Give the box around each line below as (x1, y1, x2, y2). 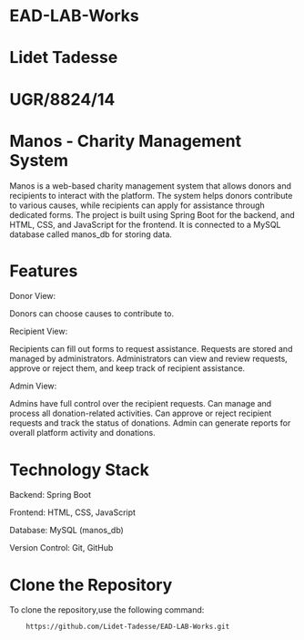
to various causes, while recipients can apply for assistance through (9, 200, 266, 211)
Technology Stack (9, 459, 150, 480)
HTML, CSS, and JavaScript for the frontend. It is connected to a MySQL (9, 219, 281, 230)
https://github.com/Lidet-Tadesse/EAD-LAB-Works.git (25, 622, 230, 632)
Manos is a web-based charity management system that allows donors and (9, 180, 292, 191)
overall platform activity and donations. (9, 428, 157, 439)
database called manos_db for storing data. (9, 229, 173, 240)
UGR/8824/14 (9, 88, 116, 109)
